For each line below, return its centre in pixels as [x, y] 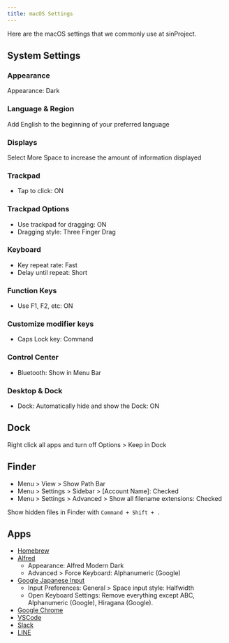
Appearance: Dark [34, 91]
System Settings [44, 56]
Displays [22, 142]
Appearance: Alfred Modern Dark [76, 566]
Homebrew [33, 551]
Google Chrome [40, 610]
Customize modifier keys [51, 324]
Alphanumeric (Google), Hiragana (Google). [90, 603]
